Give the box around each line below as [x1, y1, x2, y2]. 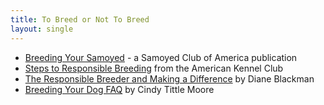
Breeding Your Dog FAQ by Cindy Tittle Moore [24, 83, 215, 95]
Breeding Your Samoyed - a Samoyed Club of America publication [24, 51, 298, 63]
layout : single [10, 24, 74, 34]
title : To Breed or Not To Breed [10, 14, 150, 25]
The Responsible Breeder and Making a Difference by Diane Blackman [24, 72, 315, 85]
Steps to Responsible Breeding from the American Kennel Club [24, 62, 284, 74]
